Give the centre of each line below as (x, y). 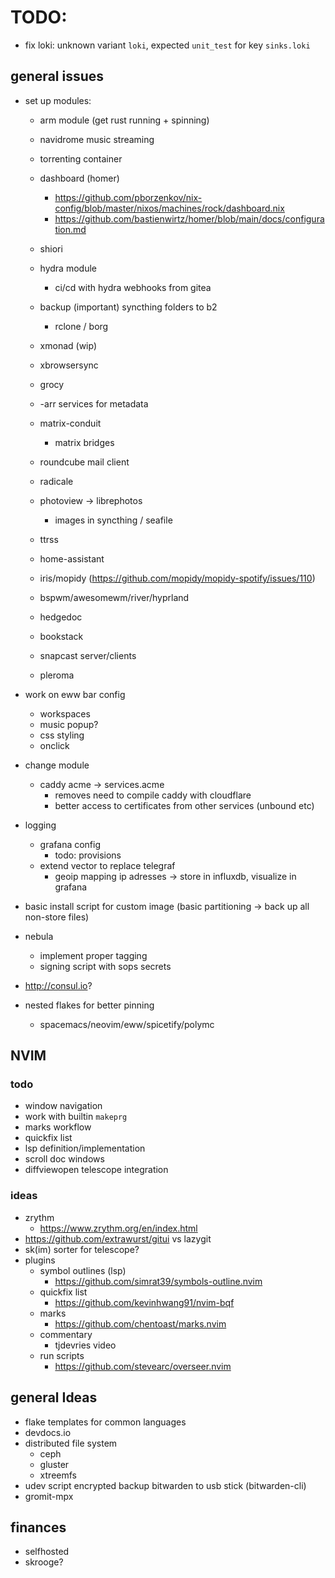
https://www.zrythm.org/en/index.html (118, 1228)
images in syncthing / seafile (113, 520)
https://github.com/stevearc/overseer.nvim (143, 1366)
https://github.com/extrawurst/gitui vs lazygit (118, 1238)
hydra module (68, 268)
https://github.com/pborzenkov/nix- (128, 197)
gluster (54, 1464)
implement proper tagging (93, 955)
